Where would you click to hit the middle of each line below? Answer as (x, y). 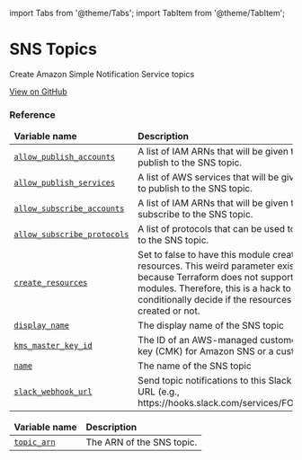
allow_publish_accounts (65, 157)
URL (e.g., (159, 392)
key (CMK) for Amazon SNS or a (206, 351)
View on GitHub (38, 91)
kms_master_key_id (53, 346)
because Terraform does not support (216, 278)
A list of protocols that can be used (212, 229)
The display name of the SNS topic (211, 325)
